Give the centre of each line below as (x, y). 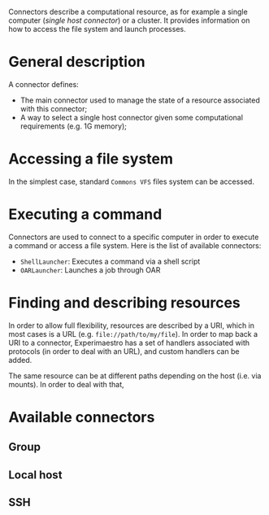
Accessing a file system (91, 159)
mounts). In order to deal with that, (66, 384)
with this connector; (54, 108)
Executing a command (85, 214)
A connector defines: (43, 84)
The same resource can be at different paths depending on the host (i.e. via (135, 375)
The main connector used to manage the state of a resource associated (140, 100)
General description (77, 62)
